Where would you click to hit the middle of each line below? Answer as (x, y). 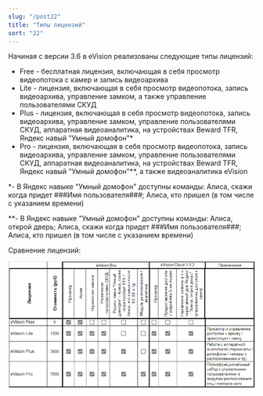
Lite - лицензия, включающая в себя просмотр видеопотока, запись (134, 88)
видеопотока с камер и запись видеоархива (94, 80)
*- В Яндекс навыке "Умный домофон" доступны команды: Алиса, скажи (130, 187)
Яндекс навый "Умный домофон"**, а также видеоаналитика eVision (133, 172)
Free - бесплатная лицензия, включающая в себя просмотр (120, 71)
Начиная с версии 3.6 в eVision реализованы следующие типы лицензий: (131, 56)
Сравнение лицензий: (45, 250)
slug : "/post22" (34, 16)
